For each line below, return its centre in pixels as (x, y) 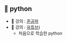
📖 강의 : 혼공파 (25, 21)
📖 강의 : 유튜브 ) (25, 27)
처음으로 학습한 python (40, 33)
